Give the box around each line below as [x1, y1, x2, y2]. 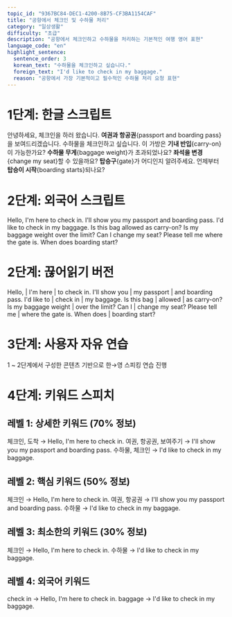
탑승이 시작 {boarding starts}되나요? [7, 166, 105, 174]
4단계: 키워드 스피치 [7, 388, 115, 403]
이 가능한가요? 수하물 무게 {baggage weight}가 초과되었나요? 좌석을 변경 [7, 149, 203, 157]
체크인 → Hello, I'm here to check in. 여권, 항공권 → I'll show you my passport [7, 495, 225, 503]
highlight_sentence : [7, 49, 67, 56]
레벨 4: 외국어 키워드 [7, 575, 90, 587]
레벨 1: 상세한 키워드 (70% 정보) [7, 417, 136, 429]
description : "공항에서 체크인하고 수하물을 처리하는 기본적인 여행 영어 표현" [7, 36, 204, 43]
